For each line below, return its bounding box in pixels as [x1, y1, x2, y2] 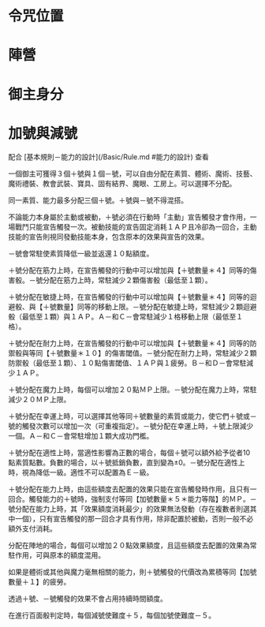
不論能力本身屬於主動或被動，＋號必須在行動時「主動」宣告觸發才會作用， [8, 212, 250, 222]
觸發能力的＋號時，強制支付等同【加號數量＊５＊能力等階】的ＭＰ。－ [28, 494, 257, 503]
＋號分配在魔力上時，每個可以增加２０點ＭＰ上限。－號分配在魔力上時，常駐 [8, 384, 257, 394]
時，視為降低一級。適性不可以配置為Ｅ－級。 [8, 467, 154, 477]
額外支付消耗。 [8, 524, 57, 533]
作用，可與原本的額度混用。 [14, 550, 105, 560]
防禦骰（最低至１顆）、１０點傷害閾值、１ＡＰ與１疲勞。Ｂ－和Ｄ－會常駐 [8, 358, 247, 368]
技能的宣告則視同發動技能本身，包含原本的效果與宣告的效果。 [8, 232, 209, 241]
